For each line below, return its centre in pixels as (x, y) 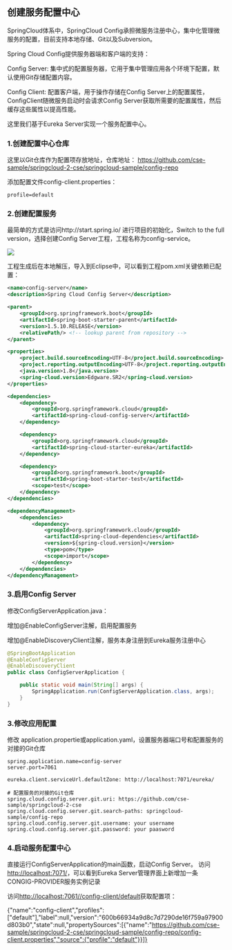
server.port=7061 (32, 767)
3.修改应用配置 (32, 723)
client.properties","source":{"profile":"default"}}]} (77, 940)
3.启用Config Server (42, 594)
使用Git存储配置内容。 (44, 77)
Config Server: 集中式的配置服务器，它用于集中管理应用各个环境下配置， (110, 68)
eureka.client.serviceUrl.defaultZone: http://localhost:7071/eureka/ (111, 780)
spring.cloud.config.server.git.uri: (61, 799)
